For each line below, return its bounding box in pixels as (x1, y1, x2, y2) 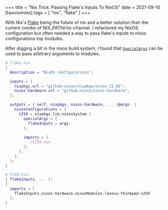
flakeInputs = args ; (27, 121, 71, 126)
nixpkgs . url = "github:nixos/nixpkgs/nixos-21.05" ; (14, 83, 125, 89)
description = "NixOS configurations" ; (10, 70, 94, 75)
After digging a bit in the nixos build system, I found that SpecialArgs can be (5, 45, 163, 51)
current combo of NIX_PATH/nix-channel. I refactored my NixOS (5, 25, 139, 31)
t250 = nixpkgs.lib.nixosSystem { (18, 111, 92, 117)
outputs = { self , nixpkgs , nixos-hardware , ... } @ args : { (10, 102, 137, 108)
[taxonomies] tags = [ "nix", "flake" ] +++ (5, 10, 91, 16)
